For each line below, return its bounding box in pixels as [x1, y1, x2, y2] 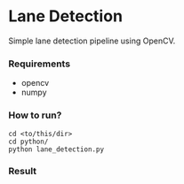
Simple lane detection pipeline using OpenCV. [8, 35, 176, 46]
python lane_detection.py [8, 144, 104, 154]
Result [8, 165, 37, 178]
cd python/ [8, 137, 49, 146]
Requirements [8, 57, 71, 70]
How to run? [8, 109, 62, 121]
